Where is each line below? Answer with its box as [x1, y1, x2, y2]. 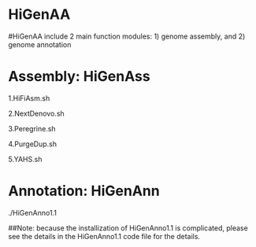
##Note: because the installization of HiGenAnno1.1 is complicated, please [8, 223, 248, 233]
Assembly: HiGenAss [8, 68, 151, 86]
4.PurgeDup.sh [8, 139, 58, 149]
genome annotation [8, 39, 72, 49]
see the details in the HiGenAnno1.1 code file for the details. [8, 231, 201, 241]
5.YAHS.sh [8, 154, 43, 164]
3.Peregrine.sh [8, 124, 57, 133]
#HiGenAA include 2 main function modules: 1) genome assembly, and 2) [8, 31, 246, 41]
